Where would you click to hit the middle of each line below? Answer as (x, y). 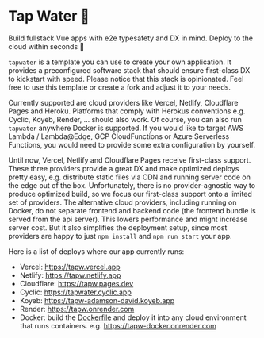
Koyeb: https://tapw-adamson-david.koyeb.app (97, 300)
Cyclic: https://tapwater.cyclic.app (76, 292)
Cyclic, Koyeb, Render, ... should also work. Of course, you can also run (125, 119)
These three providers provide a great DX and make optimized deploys (124, 168)
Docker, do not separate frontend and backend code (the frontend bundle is (132, 210)
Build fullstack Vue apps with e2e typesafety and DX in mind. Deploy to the (131, 38)
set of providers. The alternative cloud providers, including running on (122, 202)
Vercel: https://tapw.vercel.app (70, 267)
